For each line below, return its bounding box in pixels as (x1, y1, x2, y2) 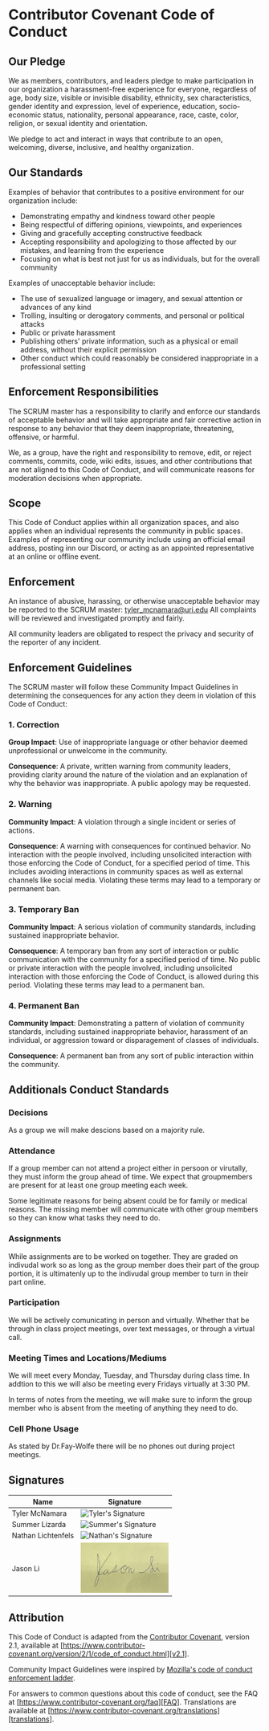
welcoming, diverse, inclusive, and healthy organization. (8, 143, 194, 152)
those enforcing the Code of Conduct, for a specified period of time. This (8, 857, 251, 868)
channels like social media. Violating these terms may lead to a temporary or (8, 875, 261, 885)
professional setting (19, 361, 86, 371)
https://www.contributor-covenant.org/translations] (50, 1706, 221, 1716)
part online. (8, 1277, 47, 1286)
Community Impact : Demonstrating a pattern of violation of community (8, 1018, 245, 1028)
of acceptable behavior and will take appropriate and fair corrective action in (8, 415, 262, 425)
